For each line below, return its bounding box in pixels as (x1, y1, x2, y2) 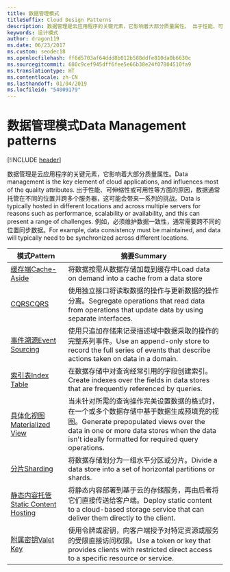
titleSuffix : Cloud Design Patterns (7, 16, 112, 23)
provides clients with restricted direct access (68, 545, 212, 555)
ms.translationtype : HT (7, 67, 75, 74)
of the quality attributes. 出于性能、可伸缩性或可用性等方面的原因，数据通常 (7, 186, 220, 194)
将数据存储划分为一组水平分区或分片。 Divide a (68, 456, 218, 465)
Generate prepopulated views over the (81, 417, 205, 427)
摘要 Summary (120, 251, 167, 261)
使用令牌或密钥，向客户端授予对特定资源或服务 (68, 525, 219, 535)
